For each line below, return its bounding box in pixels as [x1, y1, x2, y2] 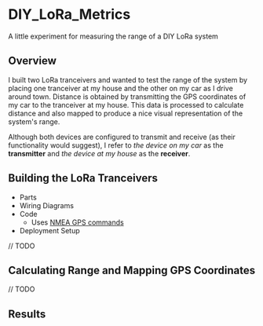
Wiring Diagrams [19, 200, 75, 210]
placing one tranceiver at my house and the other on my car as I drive [8, 83, 233, 93]
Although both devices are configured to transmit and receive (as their [8, 132, 236, 141]
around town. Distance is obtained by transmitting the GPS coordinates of [8, 92, 247, 101]
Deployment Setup [19, 225, 80, 235]
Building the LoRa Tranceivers [8, 171, 159, 185]
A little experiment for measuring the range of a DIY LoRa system [8, 31, 218, 41]
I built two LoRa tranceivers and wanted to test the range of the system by [8, 75, 248, 84]
